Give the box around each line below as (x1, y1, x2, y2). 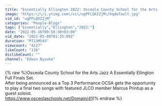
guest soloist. (5, 91, 32, 96)
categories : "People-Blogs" (5, 20, 62, 26)
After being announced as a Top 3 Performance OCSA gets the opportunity (5, 80, 156, 86)
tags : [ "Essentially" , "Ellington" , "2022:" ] (5, 25, 95, 30)
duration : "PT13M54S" (5, 39, 49, 44)
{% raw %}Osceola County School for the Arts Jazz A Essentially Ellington (5, 70, 154, 76)
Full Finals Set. (5, 75, 35, 81)
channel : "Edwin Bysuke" (5, 57, 55, 61)
